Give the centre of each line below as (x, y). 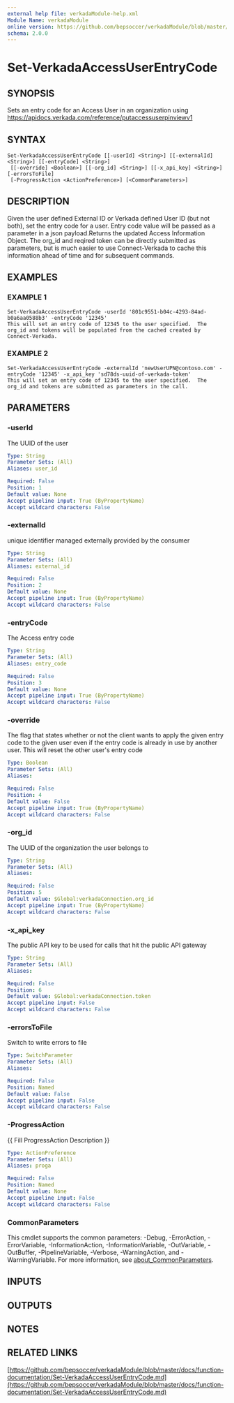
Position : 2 (24, 585)
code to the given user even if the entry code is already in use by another (112, 743)
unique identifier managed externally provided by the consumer (99, 540)
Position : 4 (24, 795)
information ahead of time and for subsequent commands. (91, 255)
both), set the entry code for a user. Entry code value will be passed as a (111, 226)
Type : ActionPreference (42, 1153)
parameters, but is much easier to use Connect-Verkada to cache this (107, 248)
